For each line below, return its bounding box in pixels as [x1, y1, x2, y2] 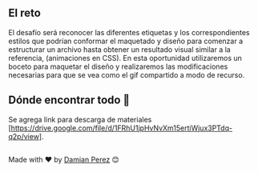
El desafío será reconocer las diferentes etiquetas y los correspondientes [8, 27, 250, 37]
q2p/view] [8, 131, 42, 141]
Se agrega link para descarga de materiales [8, 114, 152, 124]
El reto [8, 6, 42, 20]
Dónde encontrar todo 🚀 [8, 94, 131, 107]
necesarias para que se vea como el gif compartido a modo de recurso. [8, 70, 245, 79]
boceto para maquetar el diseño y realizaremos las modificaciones [8, 62, 228, 71]
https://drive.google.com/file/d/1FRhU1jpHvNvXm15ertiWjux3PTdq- [10, 123, 233, 133]
